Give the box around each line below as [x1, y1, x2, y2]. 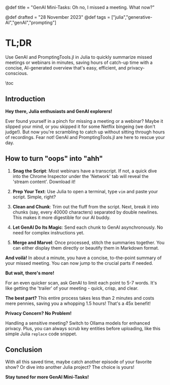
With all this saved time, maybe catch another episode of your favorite [5, 359, 152, 365]
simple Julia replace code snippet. [5, 331, 78, 337]
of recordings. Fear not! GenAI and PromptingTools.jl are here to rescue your [5, 134, 165, 140]
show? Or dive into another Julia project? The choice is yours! [5, 364, 134, 370]
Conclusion [5, 345, 43, 354]
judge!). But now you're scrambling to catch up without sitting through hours [5, 129, 165, 135]
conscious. [5, 70, 28, 76]
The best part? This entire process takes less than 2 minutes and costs [5, 295, 155, 301]
